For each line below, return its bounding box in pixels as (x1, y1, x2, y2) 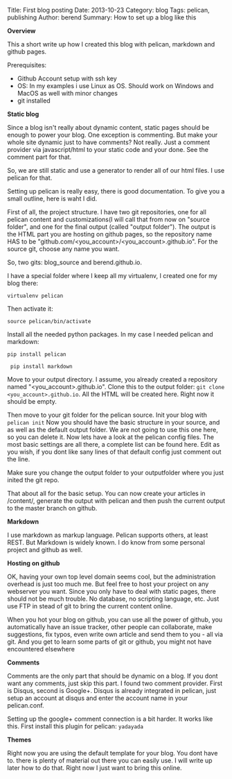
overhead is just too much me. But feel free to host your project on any (7, 580, 209, 588)
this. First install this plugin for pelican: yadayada (7, 722, 144, 730)
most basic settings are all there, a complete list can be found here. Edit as (7, 440, 220, 448)
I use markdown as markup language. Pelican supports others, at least (7, 531, 208, 539)
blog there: (7, 279, 39, 287)
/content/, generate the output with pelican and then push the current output (7, 497, 226, 505)
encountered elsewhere (7, 645, 75, 653)
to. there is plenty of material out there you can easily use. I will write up (7, 756, 213, 764)
